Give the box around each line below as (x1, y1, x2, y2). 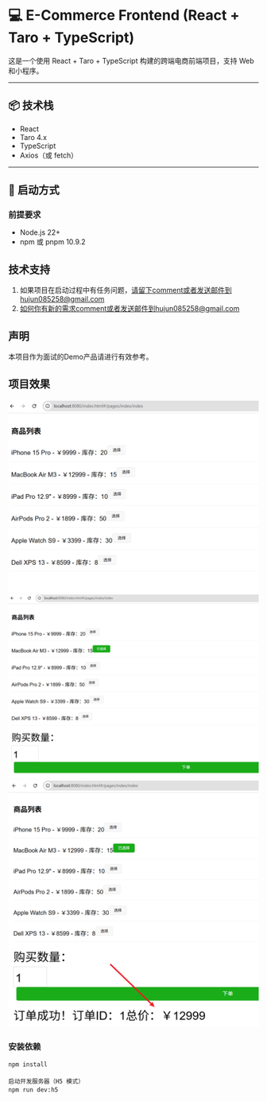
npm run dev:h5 (8, 1085, 59, 1094)
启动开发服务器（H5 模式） (8, 1077, 85, 1085)
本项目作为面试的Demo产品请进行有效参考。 (8, 352, 153, 362)
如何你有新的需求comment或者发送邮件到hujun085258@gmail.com (19, 304, 240, 313)
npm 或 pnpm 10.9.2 (19, 237, 86, 247)
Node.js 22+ (19, 228, 61, 237)
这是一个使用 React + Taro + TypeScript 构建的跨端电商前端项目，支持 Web (8, 56, 254, 65)
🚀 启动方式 (8, 184, 60, 197)
